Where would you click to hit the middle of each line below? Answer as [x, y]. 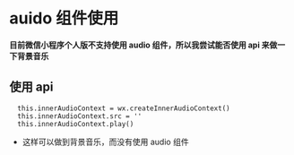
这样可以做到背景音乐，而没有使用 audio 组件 [106, 142]
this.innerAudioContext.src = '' [80, 116]
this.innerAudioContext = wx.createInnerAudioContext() [124, 108]
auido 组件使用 [64, 18]
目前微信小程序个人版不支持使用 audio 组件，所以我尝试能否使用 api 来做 [143, 45]
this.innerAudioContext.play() [76, 124]
